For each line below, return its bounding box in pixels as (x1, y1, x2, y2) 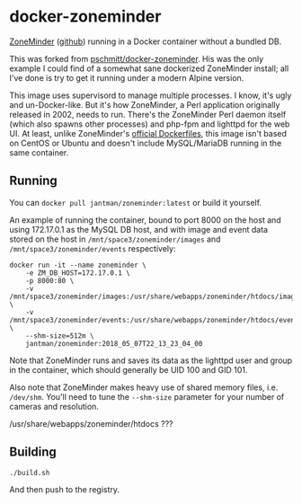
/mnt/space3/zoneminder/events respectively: (9, 243, 176, 253)
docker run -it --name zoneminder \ (9, 261, 147, 270)
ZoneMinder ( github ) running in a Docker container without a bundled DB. (9, 36, 282, 47)
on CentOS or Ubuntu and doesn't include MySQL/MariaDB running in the (9, 137, 282, 148)
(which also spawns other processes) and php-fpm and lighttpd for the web (9, 119, 290, 129)
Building (9, 445, 57, 460)
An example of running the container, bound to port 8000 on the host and (9, 214, 281, 225)
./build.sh (9, 468, 50, 477)
